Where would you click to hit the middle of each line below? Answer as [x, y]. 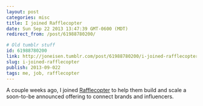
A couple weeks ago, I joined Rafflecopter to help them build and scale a [96, 90]
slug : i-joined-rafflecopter [43, 62]
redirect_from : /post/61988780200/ [51, 34]
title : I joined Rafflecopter [44, 23]
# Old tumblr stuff [31, 45]
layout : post [23, 12]
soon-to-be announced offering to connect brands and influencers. [90, 96]
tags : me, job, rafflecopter [43, 73]
